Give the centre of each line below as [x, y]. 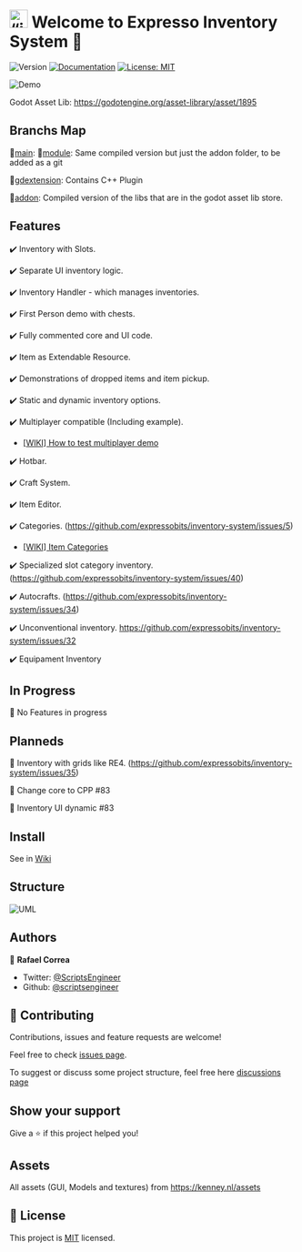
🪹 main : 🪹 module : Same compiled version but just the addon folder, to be [145, 152]
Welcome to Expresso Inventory [155, 22]
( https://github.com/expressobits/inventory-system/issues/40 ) [126, 578]
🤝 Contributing [52, 1016]
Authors [33, 938]
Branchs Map [48, 131]
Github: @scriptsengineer [70, 986]
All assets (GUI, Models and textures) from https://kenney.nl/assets [135, 1187]
